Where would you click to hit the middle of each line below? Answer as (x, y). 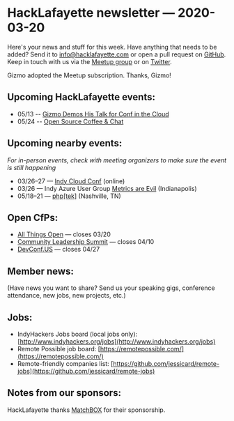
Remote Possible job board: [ (59, 349)
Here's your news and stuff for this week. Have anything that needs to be (112, 47)
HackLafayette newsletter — (91, 13)
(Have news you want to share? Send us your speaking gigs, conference (111, 288)
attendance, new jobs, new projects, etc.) (67, 296)
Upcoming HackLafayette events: (81, 97)
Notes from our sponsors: (64, 393)
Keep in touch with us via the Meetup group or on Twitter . (89, 61)
